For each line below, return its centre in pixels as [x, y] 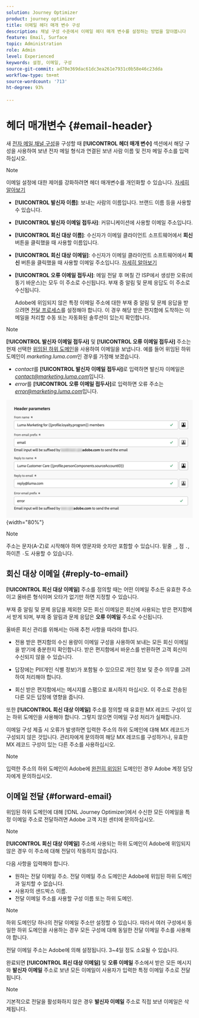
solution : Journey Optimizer [42, 12]
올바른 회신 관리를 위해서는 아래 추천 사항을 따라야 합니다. [73, 629]
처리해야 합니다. [44, 677]
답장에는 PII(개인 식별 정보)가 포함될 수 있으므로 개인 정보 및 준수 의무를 [97, 669]
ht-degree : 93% [25, 88]
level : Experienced [30, 56]
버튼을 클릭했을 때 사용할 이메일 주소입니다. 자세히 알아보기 [89, 262]
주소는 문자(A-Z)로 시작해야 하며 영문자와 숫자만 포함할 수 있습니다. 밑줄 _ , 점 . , [98, 546]
